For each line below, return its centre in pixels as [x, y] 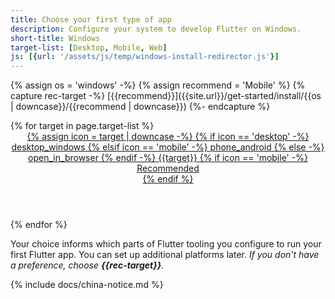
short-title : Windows [55, 38]
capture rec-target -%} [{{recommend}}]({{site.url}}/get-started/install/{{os [166, 96]
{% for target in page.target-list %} [82, 126]
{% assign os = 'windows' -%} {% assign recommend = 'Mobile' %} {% [158, 85]
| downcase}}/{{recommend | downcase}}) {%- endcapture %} [140, 107]
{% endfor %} [39, 225]
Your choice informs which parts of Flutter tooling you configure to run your [166, 244]
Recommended [168, 168]
